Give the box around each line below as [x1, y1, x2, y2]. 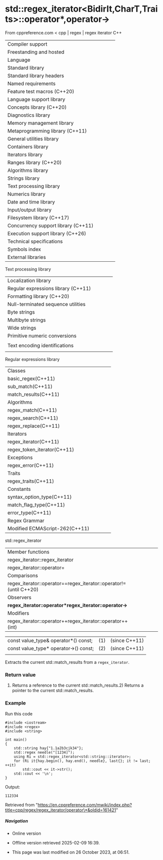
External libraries [7, 253, 46, 260]
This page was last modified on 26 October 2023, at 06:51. [12, 849, 130, 855]
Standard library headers [7, 72, 65, 79]
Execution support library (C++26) [7, 230, 86, 236]
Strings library [7, 175, 40, 182]
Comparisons [7, 572, 38, 579]
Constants [7, 486, 31, 492]
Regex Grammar [7, 517, 45, 524]
